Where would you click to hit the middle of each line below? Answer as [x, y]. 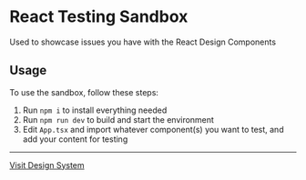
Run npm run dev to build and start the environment [118, 119]
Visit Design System [47, 165]
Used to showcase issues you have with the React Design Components [143, 42]
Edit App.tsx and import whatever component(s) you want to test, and [153, 129]
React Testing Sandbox [99, 17]
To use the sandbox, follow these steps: [84, 92]
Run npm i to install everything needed [95, 110]
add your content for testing [75, 139]
